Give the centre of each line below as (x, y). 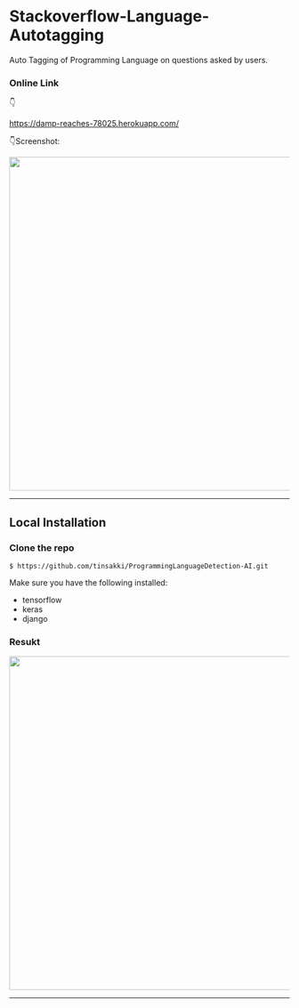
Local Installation (58, 522)
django (35, 618)
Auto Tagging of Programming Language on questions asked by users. (139, 60)
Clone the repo (42, 547)
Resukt (25, 641)
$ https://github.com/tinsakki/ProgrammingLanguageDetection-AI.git (139, 566)
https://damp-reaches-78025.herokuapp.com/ (94, 124)
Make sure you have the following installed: (89, 582)
